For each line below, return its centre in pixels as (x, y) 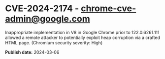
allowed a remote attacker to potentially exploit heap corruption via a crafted (82, 38)
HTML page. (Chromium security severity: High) (54, 42)
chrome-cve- (108, 9)
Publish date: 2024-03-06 (32, 52)
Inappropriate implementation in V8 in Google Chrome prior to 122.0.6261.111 (82, 32)
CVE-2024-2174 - (42, 9)
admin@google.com (48, 19)
